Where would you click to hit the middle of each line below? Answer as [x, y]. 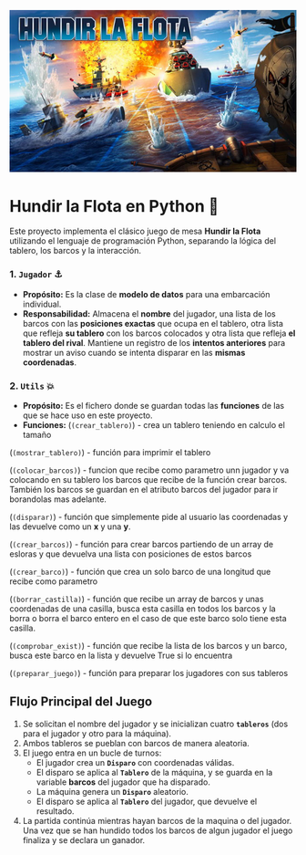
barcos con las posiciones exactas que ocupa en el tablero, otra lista [153, 323]
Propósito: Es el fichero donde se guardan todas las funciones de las [153, 405]
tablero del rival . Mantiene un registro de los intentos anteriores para [154, 342]
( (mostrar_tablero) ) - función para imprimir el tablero [110, 452]
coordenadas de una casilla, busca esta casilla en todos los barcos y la [143, 609]
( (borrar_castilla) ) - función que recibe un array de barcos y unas [137, 599]
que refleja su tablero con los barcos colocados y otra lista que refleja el [159, 333]
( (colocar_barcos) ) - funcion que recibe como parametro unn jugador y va [149, 470]
